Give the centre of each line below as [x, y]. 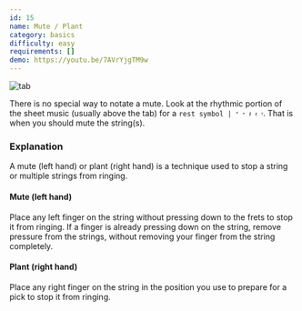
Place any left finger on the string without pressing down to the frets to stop [151, 217]
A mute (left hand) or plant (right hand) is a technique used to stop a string [149, 166]
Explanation [36, 146]
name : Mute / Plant [46, 26]
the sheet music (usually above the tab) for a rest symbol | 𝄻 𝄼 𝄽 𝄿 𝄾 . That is [151, 113]
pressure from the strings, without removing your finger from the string [142, 236]
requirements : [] [42, 52]
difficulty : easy [42, 43]
